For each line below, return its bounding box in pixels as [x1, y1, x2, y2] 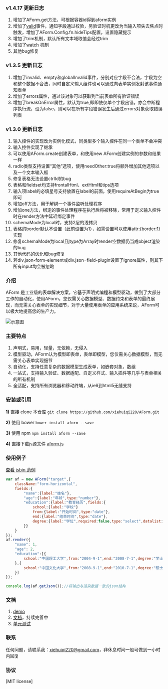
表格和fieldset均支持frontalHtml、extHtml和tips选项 [12, 182, 119, 188]
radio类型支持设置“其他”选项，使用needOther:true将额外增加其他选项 [12, 163, 155, 169]
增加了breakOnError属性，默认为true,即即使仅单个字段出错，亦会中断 [12, 99, 156, 105]
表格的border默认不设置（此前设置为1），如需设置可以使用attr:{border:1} [12, 226, 160, 232]
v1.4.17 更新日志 [5, 4, 44, 11]
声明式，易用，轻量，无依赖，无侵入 [12, 345, 88, 351]
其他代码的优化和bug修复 [12, 251, 65, 257]
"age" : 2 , [14, 547, 35, 552]
